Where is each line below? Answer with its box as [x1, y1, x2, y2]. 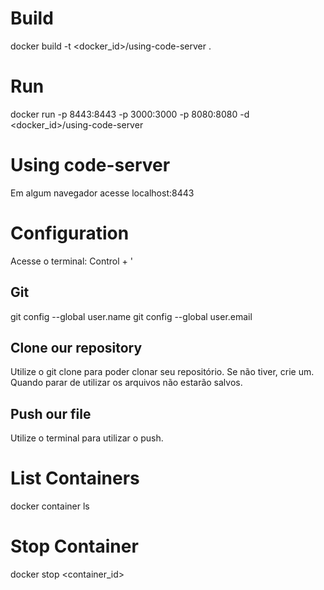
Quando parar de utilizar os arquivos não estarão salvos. [10, 377, 243, 389]
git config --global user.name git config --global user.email [10, 310, 253, 322]
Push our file [10, 405, 92, 422]
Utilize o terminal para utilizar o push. [10, 432, 164, 444]
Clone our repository [10, 339, 143, 356]
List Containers [10, 467, 140, 490]
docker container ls [10, 500, 90, 512]
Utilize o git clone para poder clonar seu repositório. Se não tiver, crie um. [10, 366, 315, 378]
